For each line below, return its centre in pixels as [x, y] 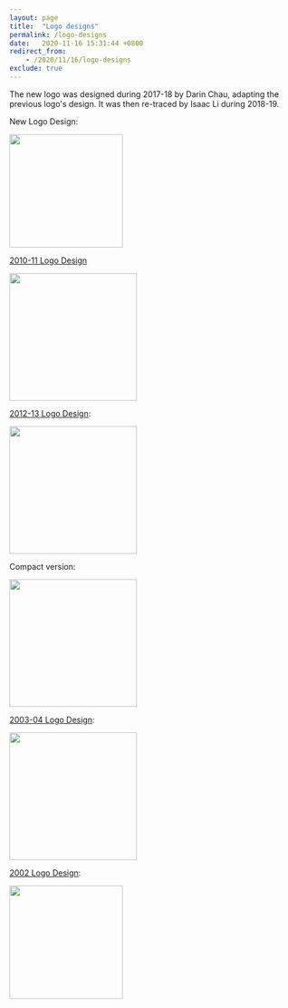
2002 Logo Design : [45, 873]
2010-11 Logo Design [48, 260]
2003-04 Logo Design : [52, 719]
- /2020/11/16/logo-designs [78, 60]
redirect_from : [38, 52]
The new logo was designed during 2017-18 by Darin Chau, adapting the [144, 94]
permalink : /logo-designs [58, 34]
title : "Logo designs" [54, 26]
